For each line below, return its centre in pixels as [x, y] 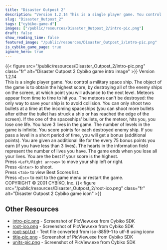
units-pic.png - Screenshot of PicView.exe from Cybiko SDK [74, 242]
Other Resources [32, 209]
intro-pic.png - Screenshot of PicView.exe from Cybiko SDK [74, 221]
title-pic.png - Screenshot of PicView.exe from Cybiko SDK [73, 237]
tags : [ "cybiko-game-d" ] [31, 24]
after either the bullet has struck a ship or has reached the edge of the [77, 113]
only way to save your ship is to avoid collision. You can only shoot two [78, 103]
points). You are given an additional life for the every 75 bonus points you [80, 140]
